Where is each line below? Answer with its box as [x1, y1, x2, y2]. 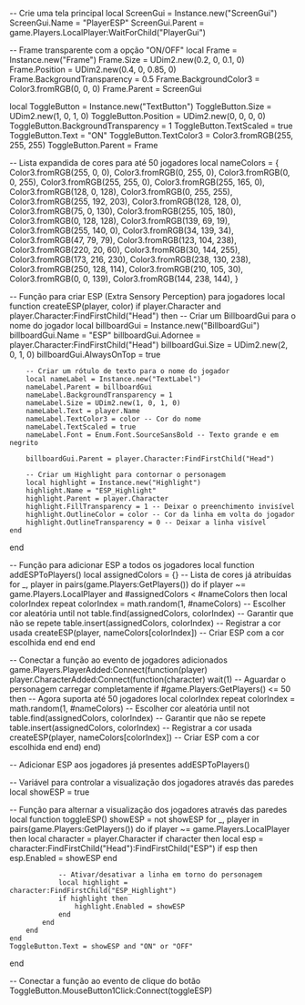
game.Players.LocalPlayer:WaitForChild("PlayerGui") [9, 27, 207, 37]
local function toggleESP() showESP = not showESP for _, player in [9, 814, 259, 825]
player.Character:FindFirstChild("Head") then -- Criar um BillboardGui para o [9, 310, 296, 321]
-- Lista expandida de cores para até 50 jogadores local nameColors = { [9, 157, 280, 167]
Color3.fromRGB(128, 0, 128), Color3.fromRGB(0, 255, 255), [9, 187, 233, 197]
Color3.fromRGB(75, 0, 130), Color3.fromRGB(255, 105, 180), [9, 206, 237, 217]
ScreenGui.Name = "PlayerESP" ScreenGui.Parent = [9, 17, 205, 28]
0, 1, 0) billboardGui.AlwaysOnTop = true [9, 350, 161, 360]
